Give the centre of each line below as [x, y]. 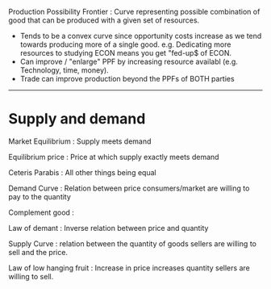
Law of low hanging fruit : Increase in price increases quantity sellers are [129, 268]
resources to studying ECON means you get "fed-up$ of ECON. [126, 53]
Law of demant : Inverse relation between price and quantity [108, 228]
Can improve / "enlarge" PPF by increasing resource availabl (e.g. [129, 61]
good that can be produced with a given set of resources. [104, 20]
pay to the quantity [40, 196]
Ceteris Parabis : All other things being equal [82, 172]
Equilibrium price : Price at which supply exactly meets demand [114, 157]
